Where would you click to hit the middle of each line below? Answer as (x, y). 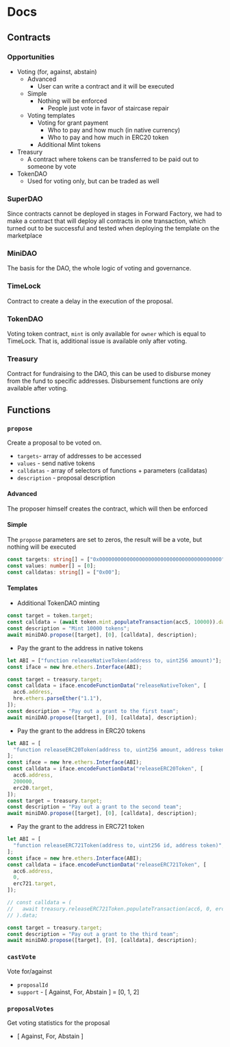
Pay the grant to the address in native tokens (80, 648)
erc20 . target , (33, 788)
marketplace (25, 236)
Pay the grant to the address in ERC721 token (81, 827)
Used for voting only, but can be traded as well (93, 181)
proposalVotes (30, 1009)
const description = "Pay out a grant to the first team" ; (93, 711)
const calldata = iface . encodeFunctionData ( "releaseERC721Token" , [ (107, 864)
